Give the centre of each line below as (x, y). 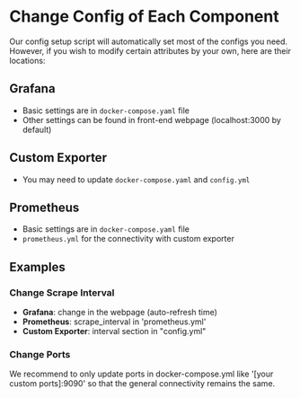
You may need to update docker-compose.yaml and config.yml (136, 179)
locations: (27, 60)
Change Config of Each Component (145, 17)
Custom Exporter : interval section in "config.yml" (114, 332)
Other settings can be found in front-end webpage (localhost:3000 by (151, 119)
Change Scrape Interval (62, 292)
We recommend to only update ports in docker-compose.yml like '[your (141, 374)
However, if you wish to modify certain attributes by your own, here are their (150, 50)
